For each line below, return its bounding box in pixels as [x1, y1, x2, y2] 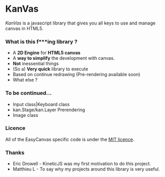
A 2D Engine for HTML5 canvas [12, 49, 81, 56]
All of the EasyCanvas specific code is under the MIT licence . [5, 136, 134, 142]
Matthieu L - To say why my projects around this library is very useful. [12, 166, 160, 172]
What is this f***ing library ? [5, 38, 78, 45]
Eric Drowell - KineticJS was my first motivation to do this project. [12, 161, 151, 167]
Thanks [5, 149, 25, 156]
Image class [12, 112, 38, 118]
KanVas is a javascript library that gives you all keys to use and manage [5, 20, 156, 26]
